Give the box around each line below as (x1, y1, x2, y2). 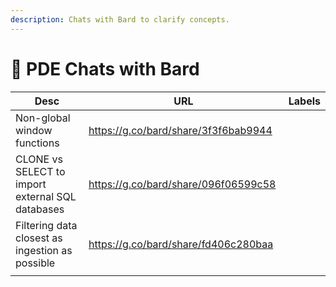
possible (15, 256, 56, 270)
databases (15, 202, 65, 216)
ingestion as (15, 243, 73, 257)
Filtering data (15, 218, 78, 232)
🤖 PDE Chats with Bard (10, 57, 200, 80)
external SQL (15, 189, 77, 203)
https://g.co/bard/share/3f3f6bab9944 (88, 123, 273, 137)
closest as (15, 231, 63, 245)
